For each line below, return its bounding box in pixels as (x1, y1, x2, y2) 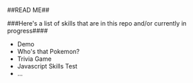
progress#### (7, 27, 48, 35)
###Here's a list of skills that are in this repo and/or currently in (7, 19, 187, 27)
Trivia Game (17, 55, 52, 63)
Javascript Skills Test (17, 62, 78, 70)
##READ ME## (7, 6, 50, 14)
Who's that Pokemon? (17, 48, 80, 55)
